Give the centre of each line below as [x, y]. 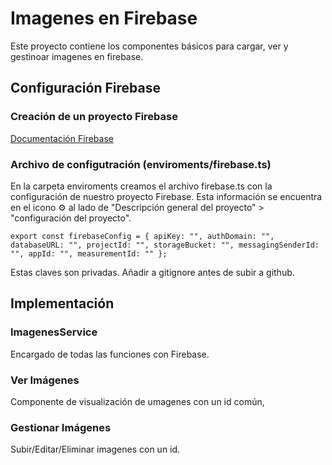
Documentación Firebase [62, 138]
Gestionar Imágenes [61, 427]
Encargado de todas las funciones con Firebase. [110, 354]
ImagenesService [54, 332]
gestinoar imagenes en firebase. [77, 56]
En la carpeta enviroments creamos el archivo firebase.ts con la [141, 186]
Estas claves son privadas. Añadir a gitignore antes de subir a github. [152, 272]
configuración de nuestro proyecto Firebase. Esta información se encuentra [166, 196]
